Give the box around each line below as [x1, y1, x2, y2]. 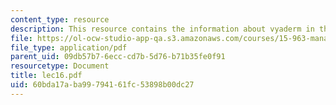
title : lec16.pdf [10, 71, 83, 81]
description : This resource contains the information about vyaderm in [10, 24, 315, 34]
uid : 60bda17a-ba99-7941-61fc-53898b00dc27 [10, 80, 195, 90]
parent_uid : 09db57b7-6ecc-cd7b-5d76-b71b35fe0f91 [10, 52, 226, 62]
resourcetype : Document [10, 61, 110, 71]
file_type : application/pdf [10, 42, 128, 53]
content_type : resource [10, 14, 110, 25]
